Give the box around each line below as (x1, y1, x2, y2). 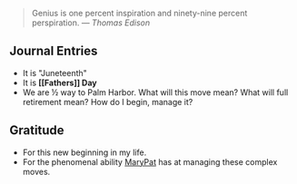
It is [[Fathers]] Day (22, 77, 97, 88)
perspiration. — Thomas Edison (31, 17, 151, 28)
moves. (22, 166, 51, 177)
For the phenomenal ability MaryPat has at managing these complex (22, 156, 278, 167)
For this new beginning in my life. (22, 147, 147, 158)
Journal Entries (9, 44, 98, 59)
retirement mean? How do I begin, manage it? (22, 96, 193, 107)
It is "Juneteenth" (22, 67, 88, 78)
